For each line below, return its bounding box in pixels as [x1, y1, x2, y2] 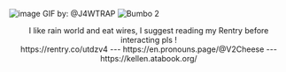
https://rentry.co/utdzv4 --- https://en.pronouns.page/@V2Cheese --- [20, 44, 277, 54]
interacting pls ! [120, 35, 177, 45]
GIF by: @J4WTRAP [43, 9, 116, 18]
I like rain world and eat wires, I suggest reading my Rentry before [28, 25, 269, 35]
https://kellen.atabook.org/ [100, 54, 197, 63]
